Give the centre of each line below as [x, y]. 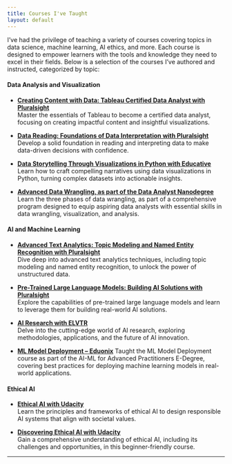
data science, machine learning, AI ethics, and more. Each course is [104, 47]
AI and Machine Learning [44, 229]
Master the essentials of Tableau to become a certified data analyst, [114, 115]
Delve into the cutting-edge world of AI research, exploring [101, 330]
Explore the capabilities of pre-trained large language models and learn [118, 302]
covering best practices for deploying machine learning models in [110, 365]
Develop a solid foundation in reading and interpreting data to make [113, 143]
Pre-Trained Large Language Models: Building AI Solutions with [110, 287]
